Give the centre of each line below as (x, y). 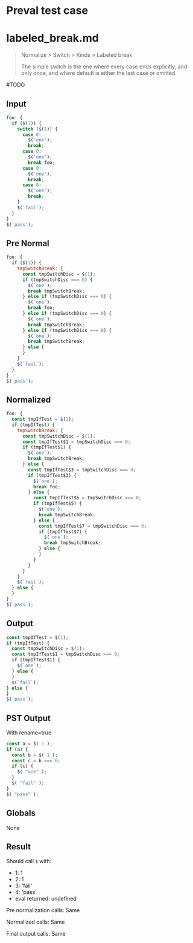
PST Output (29, 718)
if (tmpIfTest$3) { (52, 475)
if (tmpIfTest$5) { (58, 504)
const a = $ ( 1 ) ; (29, 744)
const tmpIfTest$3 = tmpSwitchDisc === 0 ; (82, 470)
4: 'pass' (26, 892)
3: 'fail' (24, 886)
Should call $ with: (29, 861)
